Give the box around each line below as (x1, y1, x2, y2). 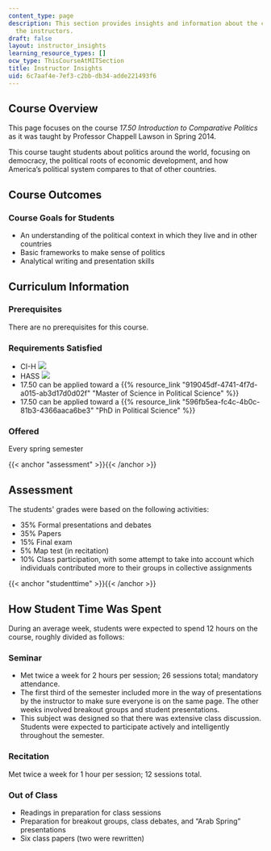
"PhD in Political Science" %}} (95, 405, 196, 416)
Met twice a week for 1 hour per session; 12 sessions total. (8, 769, 202, 779)
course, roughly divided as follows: (8, 632, 125, 642)
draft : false (8, 34, 52, 43)
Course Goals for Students (8, 212, 115, 223)
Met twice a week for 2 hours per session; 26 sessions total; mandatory (19, 671, 259, 681)
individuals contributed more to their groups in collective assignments (19, 563, 252, 573)
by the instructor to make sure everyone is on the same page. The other (19, 696, 260, 706)
